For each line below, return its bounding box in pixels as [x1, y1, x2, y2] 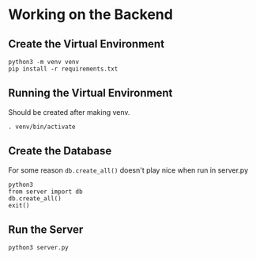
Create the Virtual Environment [8, 37, 164, 51]
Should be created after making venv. [8, 107, 130, 116]
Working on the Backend [8, 6, 174, 24]
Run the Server [8, 223, 84, 237]
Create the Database [8, 144, 112, 158]
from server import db [8, 188, 83, 196]
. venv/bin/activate [8, 123, 77, 131]
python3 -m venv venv [8, 58, 80, 66]
